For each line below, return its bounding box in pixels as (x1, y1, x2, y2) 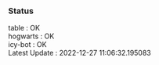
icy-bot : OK (8, 40, 47, 49)
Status (8, 5, 34, 16)
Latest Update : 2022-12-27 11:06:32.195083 (8, 49, 151, 58)
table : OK (8, 23, 41, 33)
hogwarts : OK (8, 31, 55, 41)
